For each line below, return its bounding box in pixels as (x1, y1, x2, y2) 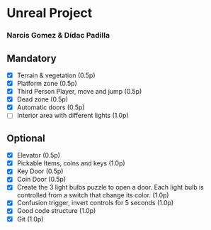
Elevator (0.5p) (16, 151, 61, 160)
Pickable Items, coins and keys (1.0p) (16, 159, 125, 168)
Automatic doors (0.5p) (16, 103, 85, 111)
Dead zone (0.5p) (16, 95, 69, 104)
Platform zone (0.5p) (16, 79, 77, 87)
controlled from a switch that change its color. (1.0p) (16, 191, 169, 199)
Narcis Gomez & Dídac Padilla (6, 31, 110, 40)
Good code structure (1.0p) (16, 207, 96, 215)
